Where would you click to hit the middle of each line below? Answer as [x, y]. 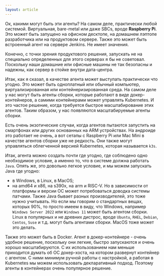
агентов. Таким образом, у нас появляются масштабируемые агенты [78, 110]
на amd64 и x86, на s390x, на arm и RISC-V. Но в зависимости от [80, 186]
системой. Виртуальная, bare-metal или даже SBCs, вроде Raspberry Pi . [81, 29]
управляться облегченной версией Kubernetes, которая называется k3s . [81, 146]
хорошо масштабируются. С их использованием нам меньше [70, 247]
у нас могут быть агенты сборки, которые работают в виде [67, 95]
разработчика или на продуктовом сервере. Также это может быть [76, 39]
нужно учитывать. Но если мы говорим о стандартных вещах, [77, 201]
